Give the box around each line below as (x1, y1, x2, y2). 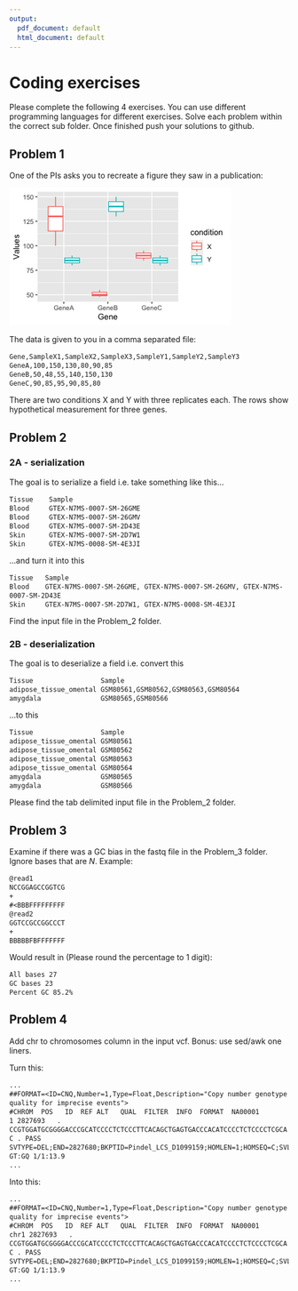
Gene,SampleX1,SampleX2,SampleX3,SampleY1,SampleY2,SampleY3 (9, 352, 240, 362)
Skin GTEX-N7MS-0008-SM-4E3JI (9, 539, 141, 549)
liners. (9, 1045, 32, 1055)
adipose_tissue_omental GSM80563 (9, 755, 133, 764)
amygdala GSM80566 (9, 782, 133, 790)
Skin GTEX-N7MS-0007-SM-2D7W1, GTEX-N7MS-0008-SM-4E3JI (9, 600, 237, 609)
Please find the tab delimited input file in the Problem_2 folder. (9, 797, 237, 808)
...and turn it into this (9, 555, 85, 565)
